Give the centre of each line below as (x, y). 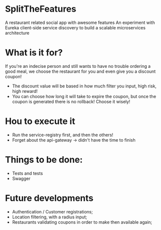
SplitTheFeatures (41, 9)
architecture (17, 33)
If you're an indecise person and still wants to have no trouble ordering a (78, 66)
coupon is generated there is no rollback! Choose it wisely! (71, 102)
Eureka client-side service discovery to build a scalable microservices (75, 27)
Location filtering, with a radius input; (50, 217)
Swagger (21, 178)
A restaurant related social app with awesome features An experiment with (80, 22)
